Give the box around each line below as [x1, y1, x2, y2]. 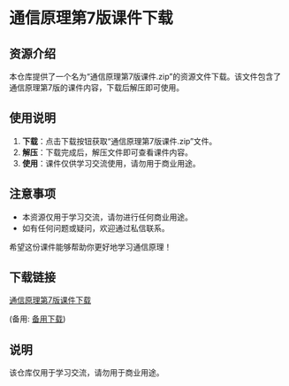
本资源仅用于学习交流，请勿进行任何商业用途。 [21, 212, 193, 222]
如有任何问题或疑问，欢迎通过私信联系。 [21, 222, 170, 233]
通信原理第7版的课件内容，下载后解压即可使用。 [9, 82, 184, 93]
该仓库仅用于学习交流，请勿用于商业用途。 [9, 367, 164, 378]
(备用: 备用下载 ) [9, 313, 66, 324]
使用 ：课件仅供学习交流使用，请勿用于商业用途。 [21, 158, 201, 168]
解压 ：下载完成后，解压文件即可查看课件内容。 [21, 147, 193, 158]
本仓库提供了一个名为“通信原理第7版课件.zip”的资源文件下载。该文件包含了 [9, 72, 281, 81]
